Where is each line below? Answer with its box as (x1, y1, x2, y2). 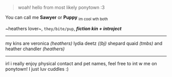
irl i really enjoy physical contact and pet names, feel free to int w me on (5, 60, 157, 66)
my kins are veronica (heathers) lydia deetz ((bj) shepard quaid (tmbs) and (5, 40, 163, 46)
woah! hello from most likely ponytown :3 (17, 5, 105, 10)
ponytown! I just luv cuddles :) (5, 66, 69, 72)
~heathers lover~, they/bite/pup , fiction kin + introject (5, 25, 122, 31)
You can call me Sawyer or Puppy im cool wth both (5, 14, 109, 22)
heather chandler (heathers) (5, 46, 65, 52)
